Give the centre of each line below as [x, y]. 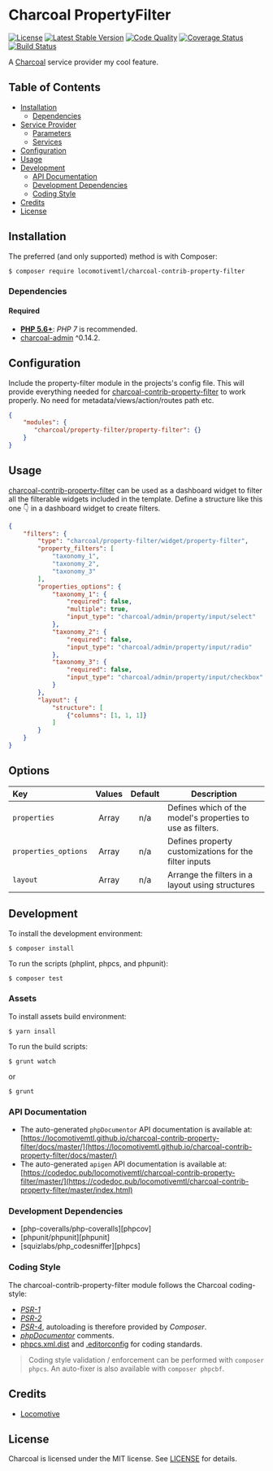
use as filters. [193, 828]
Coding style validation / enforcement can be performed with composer [146, 1359]
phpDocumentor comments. [67, 1335]
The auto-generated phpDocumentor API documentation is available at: [136, 1130]
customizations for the [210, 851]
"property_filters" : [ [76, 549]
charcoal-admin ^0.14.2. [60, 337]
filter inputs [189, 861]
